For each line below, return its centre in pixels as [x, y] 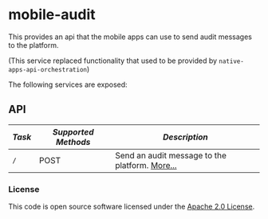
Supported [73, 131]
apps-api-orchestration [48, 69]
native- [232, 61]
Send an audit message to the [171, 155]
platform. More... [146, 165]
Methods [73, 142]
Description [185, 137]
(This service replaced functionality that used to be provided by [113, 61]
